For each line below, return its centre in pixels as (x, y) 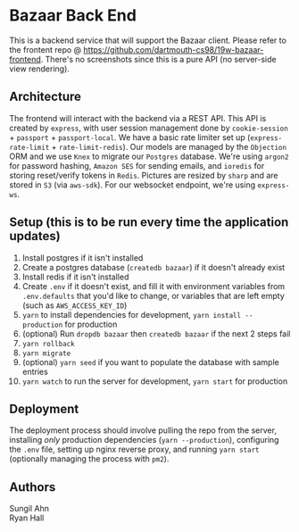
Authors (33, 487)
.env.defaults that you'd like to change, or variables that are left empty (154, 295)
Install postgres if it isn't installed (83, 258)
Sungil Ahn (29, 509)
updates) (35, 236)
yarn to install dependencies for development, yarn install (132, 314)
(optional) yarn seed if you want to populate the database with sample (150, 362)
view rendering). (39, 69)
